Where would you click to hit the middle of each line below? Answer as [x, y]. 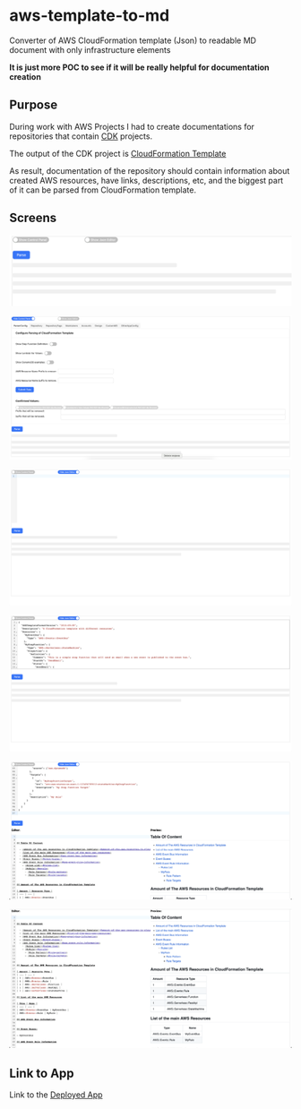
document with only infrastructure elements [90, 49]
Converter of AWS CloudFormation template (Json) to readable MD [133, 40]
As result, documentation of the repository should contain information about [150, 170]
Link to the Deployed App [56, 1095]
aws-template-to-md [90, 16]
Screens [33, 218]
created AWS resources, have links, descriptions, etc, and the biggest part [146, 180]
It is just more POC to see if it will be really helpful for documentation [140, 67]
